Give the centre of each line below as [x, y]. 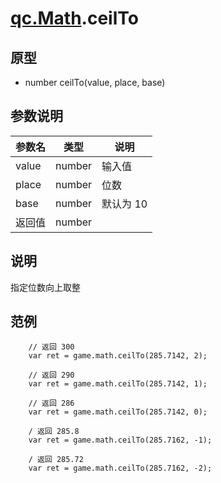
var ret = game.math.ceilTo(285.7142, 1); [118, 384]
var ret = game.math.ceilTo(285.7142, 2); [118, 356]
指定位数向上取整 [45, 287]
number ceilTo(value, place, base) [95, 82]
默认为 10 [124, 204]
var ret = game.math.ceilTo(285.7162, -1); [120, 440]
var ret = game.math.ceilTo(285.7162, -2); [120, 468]
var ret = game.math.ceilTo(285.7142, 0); [118, 412]
